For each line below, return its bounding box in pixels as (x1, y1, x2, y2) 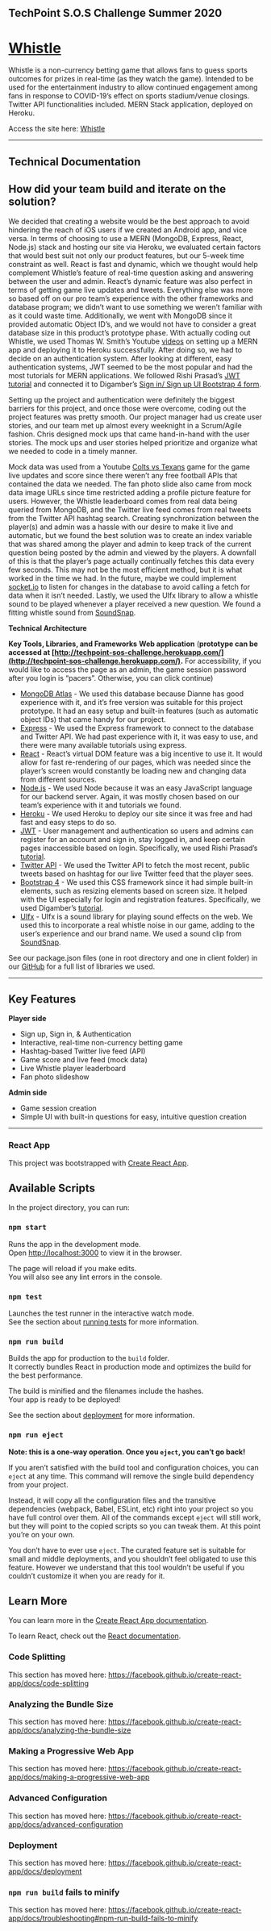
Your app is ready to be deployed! (8, 1395, 121, 1404)
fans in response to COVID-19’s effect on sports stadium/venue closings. (8, 91, 250, 101)
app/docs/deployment (8, 1866, 82, 1876)
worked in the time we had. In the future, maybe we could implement (8, 573, 236, 583)
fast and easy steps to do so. (19, 817, 117, 827)
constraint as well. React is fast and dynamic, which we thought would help (8, 259, 258, 269)
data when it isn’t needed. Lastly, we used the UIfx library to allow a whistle (8, 590, 259, 600)
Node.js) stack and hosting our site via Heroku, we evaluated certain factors (8, 242, 261, 252)
